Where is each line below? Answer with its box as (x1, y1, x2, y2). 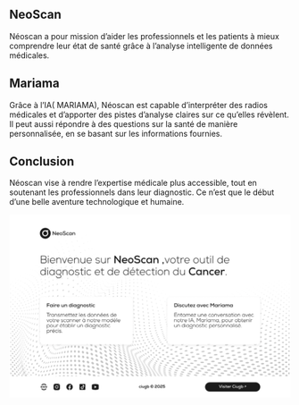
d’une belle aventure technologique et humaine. (9, 197, 185, 207)
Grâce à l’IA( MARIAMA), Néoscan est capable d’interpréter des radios (9, 99, 268, 110)
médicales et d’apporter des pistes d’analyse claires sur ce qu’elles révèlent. (9, 109, 290, 120)
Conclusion (9, 154, 75, 169)
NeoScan (9, 7, 62, 22)
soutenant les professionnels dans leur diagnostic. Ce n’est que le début (9, 187, 275, 198)
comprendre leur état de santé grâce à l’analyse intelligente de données (9, 40, 273, 51)
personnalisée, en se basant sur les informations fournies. (9, 128, 223, 139)
